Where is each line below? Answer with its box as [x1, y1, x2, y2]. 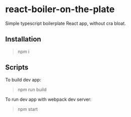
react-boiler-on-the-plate [5, 4, 115, 15]
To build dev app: [5, 76, 41, 83]
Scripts [5, 63, 29, 72]
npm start [17, 106, 38, 112]
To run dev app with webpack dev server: [5, 96, 92, 102]
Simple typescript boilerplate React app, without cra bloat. [5, 20, 126, 26]
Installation [5, 35, 41, 44]
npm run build [17, 86, 47, 92]
